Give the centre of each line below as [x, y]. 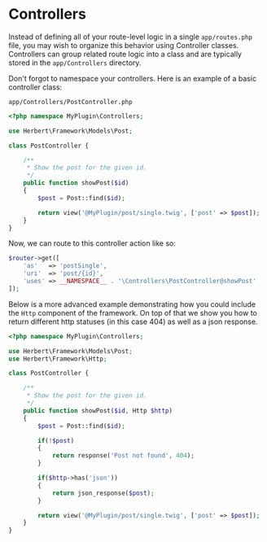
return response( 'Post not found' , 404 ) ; [123, 456]
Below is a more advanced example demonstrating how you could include [132, 304]
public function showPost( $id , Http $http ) [98, 411]
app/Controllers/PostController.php [70, 102]
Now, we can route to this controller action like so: [92, 243]
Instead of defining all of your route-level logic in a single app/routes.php [130, 37]
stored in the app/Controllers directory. [75, 63]
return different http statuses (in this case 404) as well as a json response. [133, 321]
